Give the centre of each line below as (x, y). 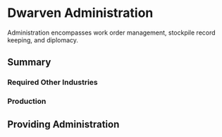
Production (27, 102)
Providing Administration (63, 124)
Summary (29, 62)
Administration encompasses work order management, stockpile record (112, 32)
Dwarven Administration (80, 13)
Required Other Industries (53, 83)
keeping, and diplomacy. (43, 40)
